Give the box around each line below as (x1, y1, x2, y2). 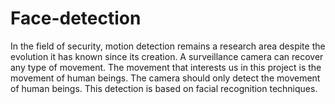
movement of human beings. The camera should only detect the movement (10, 72, 321, 84)
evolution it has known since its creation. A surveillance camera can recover (10, 50, 324, 62)
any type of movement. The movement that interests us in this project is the (10, 61, 322, 73)
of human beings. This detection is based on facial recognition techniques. (10, 82, 318, 94)
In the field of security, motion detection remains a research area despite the (10, 40, 326, 52)
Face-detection (10, 7, 142, 30)
